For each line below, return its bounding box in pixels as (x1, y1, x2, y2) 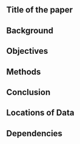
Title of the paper (6, 5, 73, 15)
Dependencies (6, 128, 62, 139)
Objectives (6, 46, 48, 56)
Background (6, 25, 53, 36)
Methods (6, 67, 41, 77)
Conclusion (6, 87, 51, 97)
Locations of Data (6, 108, 75, 118)
